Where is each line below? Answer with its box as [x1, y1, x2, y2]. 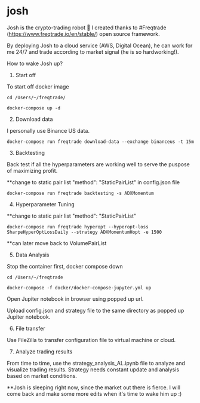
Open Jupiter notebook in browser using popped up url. [7, 295, 144, 303]
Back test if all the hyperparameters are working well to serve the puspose [7, 160, 190, 168]
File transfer [15, 325, 45, 332]
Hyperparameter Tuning [15, 200, 75, 207]
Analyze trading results [15, 348, 73, 355]
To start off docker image [7, 83, 69, 90]
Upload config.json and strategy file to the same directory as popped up [7, 307, 184, 314]
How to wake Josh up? [7, 60, 63, 67]
